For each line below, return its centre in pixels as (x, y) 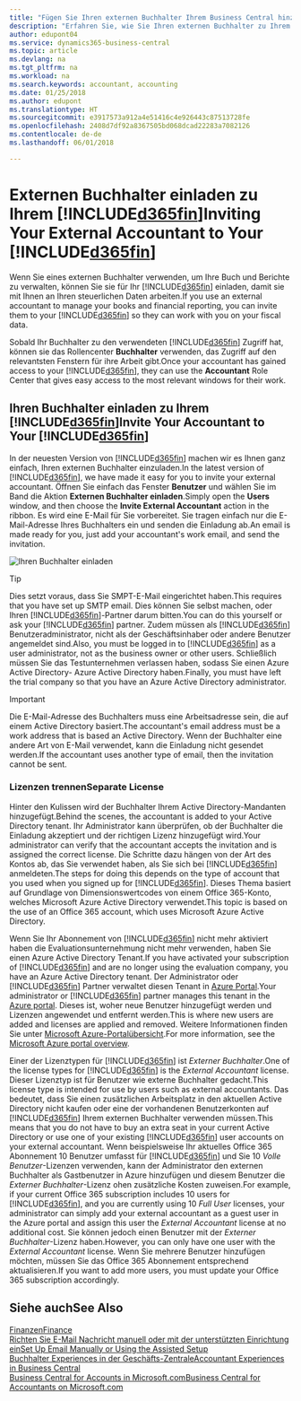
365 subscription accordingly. (64, 1280)
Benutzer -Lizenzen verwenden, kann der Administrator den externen (136, 1165)
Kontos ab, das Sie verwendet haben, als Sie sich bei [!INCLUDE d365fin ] (143, 864)
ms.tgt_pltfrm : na (43, 68)
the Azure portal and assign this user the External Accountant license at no (148, 1223)
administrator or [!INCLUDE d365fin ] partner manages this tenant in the (140, 996)
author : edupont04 (43, 34)
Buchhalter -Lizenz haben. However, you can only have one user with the (142, 1241)
